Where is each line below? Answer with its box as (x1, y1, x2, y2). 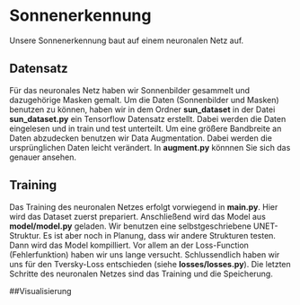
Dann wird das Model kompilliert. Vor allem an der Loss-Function (9, 240, 250, 250)
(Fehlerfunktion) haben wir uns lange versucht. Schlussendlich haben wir (9, 248, 280, 260)
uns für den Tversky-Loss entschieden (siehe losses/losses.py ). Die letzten (9, 258, 292, 269)
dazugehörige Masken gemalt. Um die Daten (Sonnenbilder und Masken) (9, 94, 280, 105)
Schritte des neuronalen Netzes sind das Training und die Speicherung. (9, 268, 274, 279)
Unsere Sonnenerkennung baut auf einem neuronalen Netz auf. (9, 35, 244, 46)
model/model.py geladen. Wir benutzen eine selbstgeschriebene (9, 221, 251, 231)
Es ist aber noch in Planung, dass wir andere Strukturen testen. (43, 230, 277, 240)
